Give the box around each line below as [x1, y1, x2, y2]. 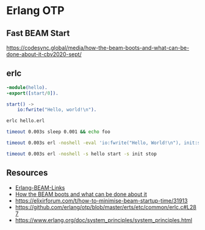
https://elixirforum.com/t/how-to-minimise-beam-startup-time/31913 [15, 196, 188, 204]
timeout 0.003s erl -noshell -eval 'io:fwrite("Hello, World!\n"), [6, 140, 182, 146]
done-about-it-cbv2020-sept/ [6, 51, 82, 58]
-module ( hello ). [6, 84, 48, 90]
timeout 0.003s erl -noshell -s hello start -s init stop [6, 151, 157, 157]
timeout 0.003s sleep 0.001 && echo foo [6, 129, 111, 135]
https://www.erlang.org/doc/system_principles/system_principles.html [15, 216, 192, 223]
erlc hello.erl [6, 118, 45, 124]
